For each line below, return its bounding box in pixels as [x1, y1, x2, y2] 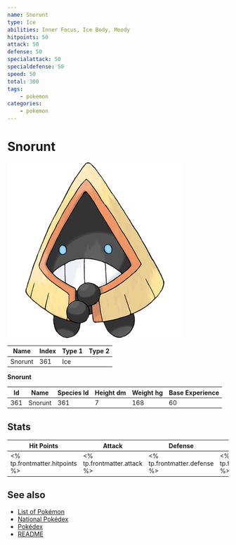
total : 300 [7, 78, 39, 85]
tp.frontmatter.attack [83, 459, 143, 467]
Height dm [94, 388, 126, 397]
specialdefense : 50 [7, 63, 65, 70]
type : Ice [7, 18, 37, 26]
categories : [7, 100, 42, 107]
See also [7, 489, 46, 501]
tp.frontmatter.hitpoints [10, 459, 77, 467]
